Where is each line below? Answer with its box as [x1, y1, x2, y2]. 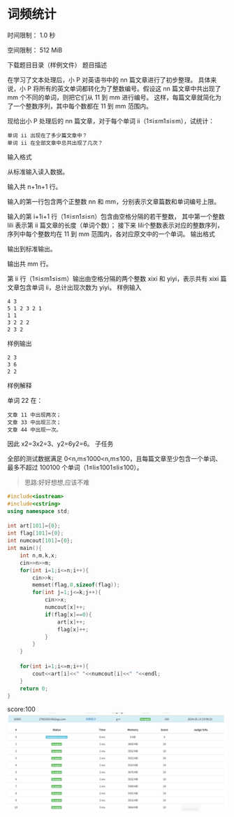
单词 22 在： [7, 396, 43, 404]
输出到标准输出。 [7, 245, 57, 253]
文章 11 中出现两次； [7, 411, 61, 418]
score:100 [7, 705, 36, 713]
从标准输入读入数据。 [7, 167, 68, 176]
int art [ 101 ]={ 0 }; [7, 523, 61, 530]
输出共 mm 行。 [7, 259, 52, 268]
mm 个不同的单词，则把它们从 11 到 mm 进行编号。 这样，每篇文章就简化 [7, 92, 216, 102]
